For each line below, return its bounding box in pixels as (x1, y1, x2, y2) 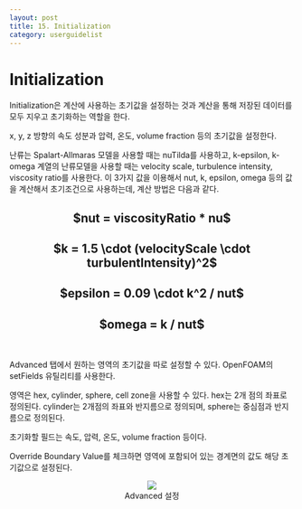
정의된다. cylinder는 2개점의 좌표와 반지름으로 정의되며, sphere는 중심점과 (9, 401, 273, 412)
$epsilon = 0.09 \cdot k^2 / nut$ (60, 286, 244, 301)
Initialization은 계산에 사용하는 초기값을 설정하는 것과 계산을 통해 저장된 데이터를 (9, 100, 293, 111)
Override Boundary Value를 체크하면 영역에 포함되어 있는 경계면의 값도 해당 (9, 451, 279, 462)
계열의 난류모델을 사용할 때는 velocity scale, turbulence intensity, (37, 161, 273, 172)
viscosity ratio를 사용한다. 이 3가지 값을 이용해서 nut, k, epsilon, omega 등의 (9, 173, 283, 184)
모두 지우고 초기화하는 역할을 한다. (9, 111, 130, 122)
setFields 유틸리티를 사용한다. (9, 371, 116, 382)
